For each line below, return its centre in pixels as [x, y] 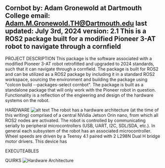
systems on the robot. [27, 100]
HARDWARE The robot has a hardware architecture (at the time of [82, 110]
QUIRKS [13, 160]
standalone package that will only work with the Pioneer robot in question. [81, 90]
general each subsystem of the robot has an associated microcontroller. [78, 131]
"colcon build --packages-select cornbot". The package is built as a [74, 84]
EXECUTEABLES [22, 151]
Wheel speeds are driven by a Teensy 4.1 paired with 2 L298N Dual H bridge [83, 136]
